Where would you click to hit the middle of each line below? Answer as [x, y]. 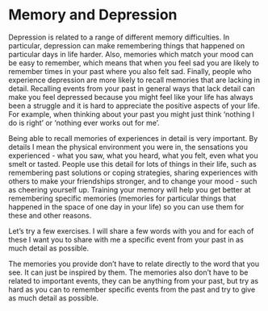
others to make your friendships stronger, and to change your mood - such [133, 181]
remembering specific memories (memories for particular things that [122, 198]
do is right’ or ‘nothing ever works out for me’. [84, 122]
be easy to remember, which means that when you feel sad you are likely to [134, 63]
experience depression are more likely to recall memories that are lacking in [134, 80]
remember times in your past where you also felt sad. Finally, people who [130, 71]
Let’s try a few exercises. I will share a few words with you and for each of [131, 230]
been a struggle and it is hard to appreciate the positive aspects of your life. [134, 106]
